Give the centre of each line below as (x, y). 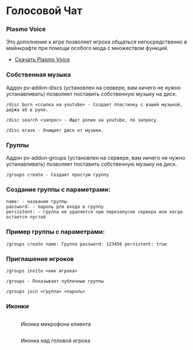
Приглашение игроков (40, 258)
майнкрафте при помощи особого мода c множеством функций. (87, 48)
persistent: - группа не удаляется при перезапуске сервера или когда (94, 212)
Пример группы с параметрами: (55, 232)
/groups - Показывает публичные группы (55, 281)
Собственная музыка (39, 75)
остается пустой (26, 217)
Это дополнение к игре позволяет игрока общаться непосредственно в (96, 42)
